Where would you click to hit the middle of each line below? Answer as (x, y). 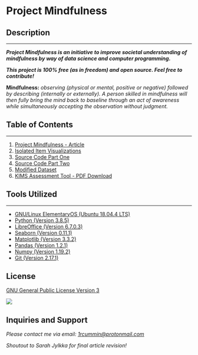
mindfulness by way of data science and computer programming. (88, 58)
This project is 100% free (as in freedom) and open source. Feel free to (94, 70)
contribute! (20, 76)
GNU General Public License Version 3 (53, 290)
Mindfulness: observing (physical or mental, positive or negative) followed (97, 87)
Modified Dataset (36, 170)
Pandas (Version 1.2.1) (41, 245)
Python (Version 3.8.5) (42, 220)
